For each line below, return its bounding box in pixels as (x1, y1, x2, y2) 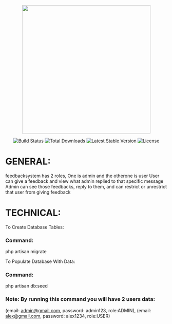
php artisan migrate (5, 249, 47, 255)
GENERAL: (5, 156, 51, 167)
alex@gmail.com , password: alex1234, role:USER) (5, 313, 110, 319)
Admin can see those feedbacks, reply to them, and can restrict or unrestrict (5, 183, 167, 189)
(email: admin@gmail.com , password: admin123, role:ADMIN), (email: (5, 307, 151, 313)
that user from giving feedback (5, 189, 71, 195)
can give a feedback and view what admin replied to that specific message (5, 178, 164, 184)
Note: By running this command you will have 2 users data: (5, 296, 156, 303)
